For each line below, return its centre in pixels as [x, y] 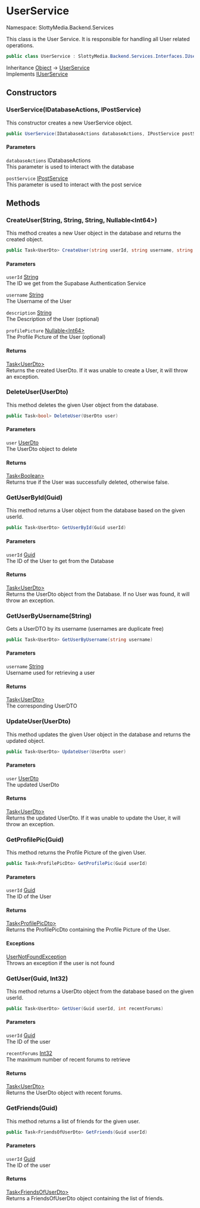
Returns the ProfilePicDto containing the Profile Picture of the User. [88, 930]
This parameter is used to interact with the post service [74, 184]
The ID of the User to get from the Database [60, 561]
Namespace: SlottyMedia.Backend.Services [60, 27]
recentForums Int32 [29, 1053]
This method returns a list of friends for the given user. [73, 1121]
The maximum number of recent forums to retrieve [68, 1060]
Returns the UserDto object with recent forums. [64, 1093]
